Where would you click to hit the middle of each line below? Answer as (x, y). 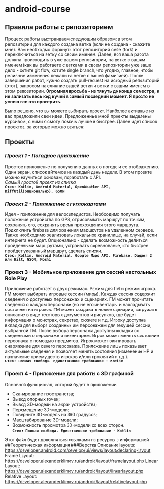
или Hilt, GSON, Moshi (28, 259)
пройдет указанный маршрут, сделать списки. (54, 251)
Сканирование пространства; (43, 394)
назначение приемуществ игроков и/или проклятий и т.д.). (67, 357)
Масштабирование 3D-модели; (45, 420)
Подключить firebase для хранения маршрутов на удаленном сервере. (80, 230)
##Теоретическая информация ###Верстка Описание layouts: (70, 445)
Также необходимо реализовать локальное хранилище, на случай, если (81, 235)
